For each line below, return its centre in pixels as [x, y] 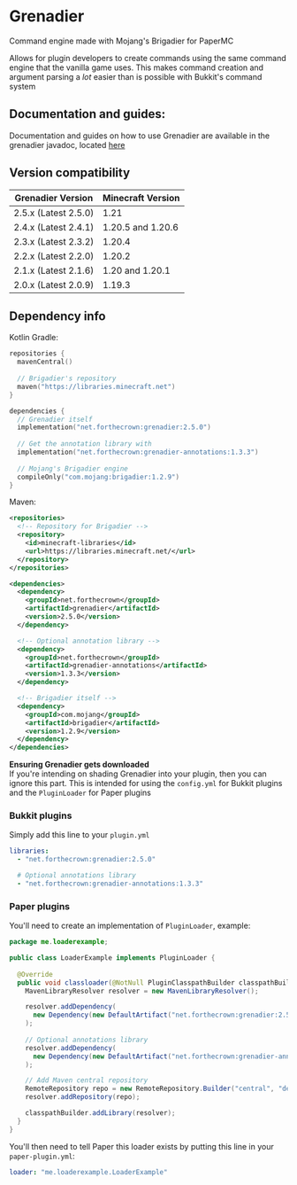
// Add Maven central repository [87, 1080]
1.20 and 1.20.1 [137, 270]
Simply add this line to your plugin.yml [80, 835]
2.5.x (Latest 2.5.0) [54, 213]
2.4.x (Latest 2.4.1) [54, 227]
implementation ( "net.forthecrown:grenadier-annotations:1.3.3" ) [138, 452]
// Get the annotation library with [84, 444]
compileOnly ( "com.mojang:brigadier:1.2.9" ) [98, 477]
